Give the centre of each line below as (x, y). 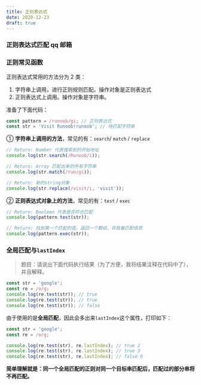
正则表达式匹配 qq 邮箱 (39, 45)
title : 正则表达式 (27, 12)
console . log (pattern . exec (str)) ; (48, 234)
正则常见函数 (25, 62)
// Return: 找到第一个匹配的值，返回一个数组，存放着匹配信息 (74, 228)
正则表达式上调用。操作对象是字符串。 (62, 97)
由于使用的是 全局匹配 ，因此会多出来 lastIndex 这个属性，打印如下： (89, 317)
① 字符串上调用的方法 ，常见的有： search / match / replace (78, 139)
